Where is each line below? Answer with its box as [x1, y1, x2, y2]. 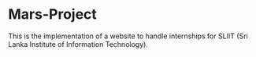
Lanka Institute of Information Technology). [8, 39, 148, 48]
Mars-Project [8, 5, 97, 23]
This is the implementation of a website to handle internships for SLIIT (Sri [8, 31, 248, 41]
